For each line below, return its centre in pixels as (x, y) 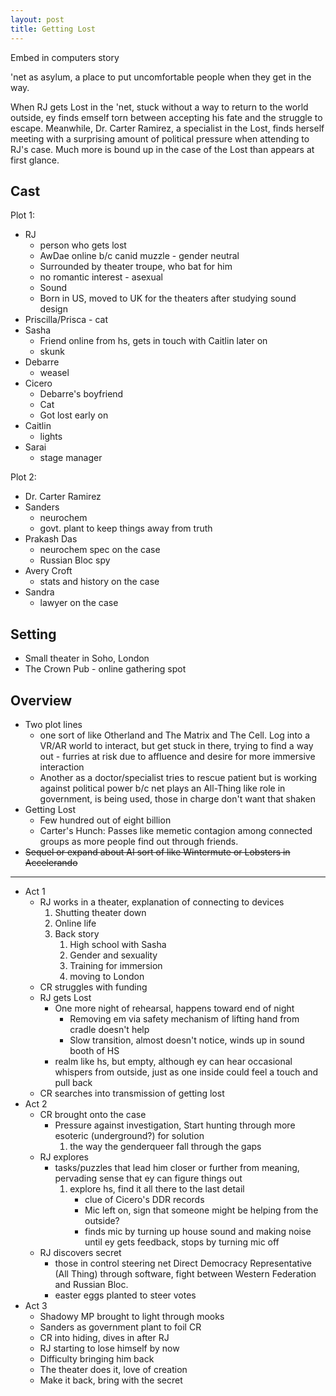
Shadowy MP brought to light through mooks (132, 1316)
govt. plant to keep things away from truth (126, 528)
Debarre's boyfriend (81, 394)
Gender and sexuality (113, 955)
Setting (33, 634)
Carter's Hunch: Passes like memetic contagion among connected (176, 830)
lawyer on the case (79, 603)
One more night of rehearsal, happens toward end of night (174, 1008)
